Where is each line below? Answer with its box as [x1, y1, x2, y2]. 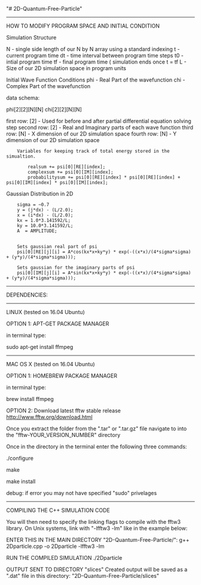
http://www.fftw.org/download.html [6, 414, 93, 420]
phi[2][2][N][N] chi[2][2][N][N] [6, 106, 82, 113]
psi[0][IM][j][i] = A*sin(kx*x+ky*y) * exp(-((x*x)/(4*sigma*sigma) [17, 270, 191, 276]
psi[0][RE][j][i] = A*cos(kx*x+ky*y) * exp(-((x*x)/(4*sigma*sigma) [17, 249, 191, 255]
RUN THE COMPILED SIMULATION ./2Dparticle [6, 554, 123, 561]
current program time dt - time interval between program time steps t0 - [6, 52, 184, 59]
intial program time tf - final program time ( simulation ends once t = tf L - [6, 58, 187, 65]
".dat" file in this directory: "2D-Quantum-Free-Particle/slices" [6, 572, 160, 579]
